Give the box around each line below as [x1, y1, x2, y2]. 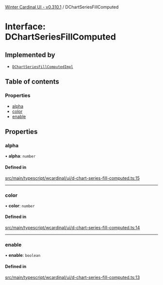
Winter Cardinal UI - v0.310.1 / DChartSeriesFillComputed [5, 4, 119, 10]
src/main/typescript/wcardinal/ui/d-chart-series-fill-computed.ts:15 [5, 175, 140, 181]
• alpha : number [5, 153, 36, 159]
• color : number [5, 202, 35, 208]
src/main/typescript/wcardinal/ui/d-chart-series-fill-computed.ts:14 [5, 225, 140, 231]
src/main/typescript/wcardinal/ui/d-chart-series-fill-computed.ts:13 [5, 274, 140, 280]
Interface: [5, 21, 46, 32]
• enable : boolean [5, 252, 41, 258]
